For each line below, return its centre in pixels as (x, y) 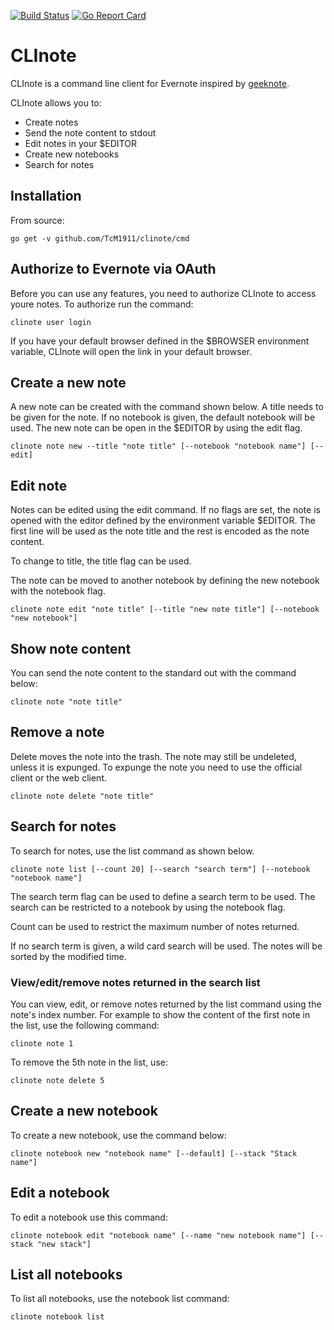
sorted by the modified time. (68, 956)
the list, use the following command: (85, 1025)
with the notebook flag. (58, 591)
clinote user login (51, 322)
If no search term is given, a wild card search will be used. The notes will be (166, 946)
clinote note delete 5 (57, 1080)
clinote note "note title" (66, 702)
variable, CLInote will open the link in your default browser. (131, 351)
